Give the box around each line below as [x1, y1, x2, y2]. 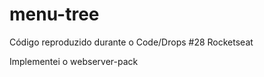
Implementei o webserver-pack [9, 55, 139, 67]
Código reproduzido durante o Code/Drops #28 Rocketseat [9, 36, 254, 48]
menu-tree [9, 3, 100, 26]
